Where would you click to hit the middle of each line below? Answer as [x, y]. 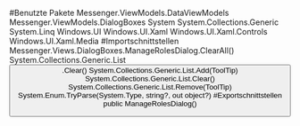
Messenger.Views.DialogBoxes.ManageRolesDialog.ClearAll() [122, 51]
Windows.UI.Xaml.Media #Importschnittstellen [94, 41]
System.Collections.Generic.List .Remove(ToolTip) [150, 87]
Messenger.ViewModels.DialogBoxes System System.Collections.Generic [144, 22]
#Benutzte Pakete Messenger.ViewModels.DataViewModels [119, 13]
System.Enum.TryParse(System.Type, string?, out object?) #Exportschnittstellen [150, 95]
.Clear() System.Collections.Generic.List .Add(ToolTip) [150, 70]
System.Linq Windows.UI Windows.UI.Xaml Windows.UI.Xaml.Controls [138, 31]
